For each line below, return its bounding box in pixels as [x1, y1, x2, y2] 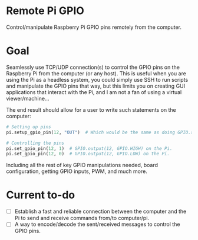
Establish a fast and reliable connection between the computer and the [14, 208, 187, 215]
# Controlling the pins [6, 140, 65, 146]
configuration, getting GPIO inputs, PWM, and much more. [6, 168, 147, 175]
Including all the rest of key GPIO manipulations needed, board [6, 162, 158, 169]
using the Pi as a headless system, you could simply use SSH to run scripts [6, 76, 189, 83]
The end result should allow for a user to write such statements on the [6, 106, 177, 113]
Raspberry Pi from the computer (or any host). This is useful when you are [6, 69, 187, 77]
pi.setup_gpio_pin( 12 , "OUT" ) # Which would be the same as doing [6, 129, 176, 135]
